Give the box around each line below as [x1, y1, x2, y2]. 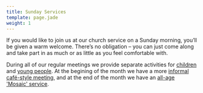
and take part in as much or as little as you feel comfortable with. [6, 50, 168, 57]
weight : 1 [6, 20, 32, 26]
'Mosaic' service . [6, 80, 50, 88]
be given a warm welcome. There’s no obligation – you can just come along [6, 43, 194, 50]
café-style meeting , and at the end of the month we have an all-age [6, 74, 175, 82]
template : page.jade [6, 14, 59, 21]
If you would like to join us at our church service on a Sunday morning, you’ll [6, 37, 197, 44]
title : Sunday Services [6, 8, 67, 15]
